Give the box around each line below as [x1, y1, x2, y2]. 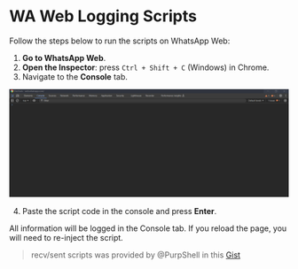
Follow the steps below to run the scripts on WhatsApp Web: [9, 35, 231, 46]
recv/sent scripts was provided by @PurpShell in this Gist [30, 250, 241, 260]
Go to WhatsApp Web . [21, 52, 106, 63]
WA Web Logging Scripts [9, 6, 198, 27]
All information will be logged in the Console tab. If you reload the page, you [9, 223, 287, 234]
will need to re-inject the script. [9, 233, 124, 243]
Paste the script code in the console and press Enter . [21, 206, 217, 217]
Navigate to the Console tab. [21, 71, 129, 81]
